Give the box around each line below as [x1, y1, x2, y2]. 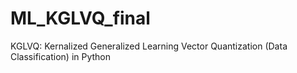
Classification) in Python [10, 50, 112, 62]
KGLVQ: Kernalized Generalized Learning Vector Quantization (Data [10, 40, 288, 52]
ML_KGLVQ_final [10, 7, 151, 30]
